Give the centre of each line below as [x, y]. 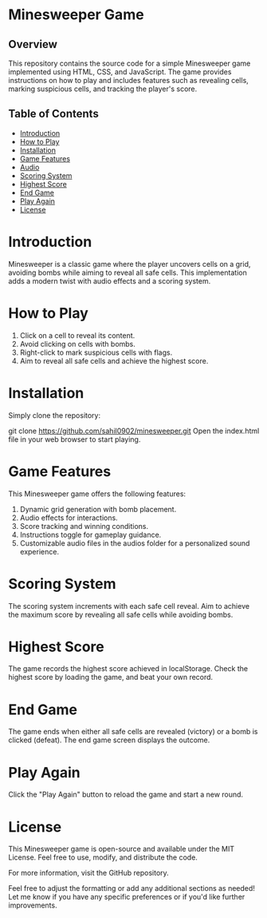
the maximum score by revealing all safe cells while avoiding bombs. [121, 614]
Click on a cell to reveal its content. [77, 335]
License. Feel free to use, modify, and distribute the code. [103, 857]
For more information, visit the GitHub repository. [88, 873]
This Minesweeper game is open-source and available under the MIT [122, 849]
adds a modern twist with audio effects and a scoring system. [110, 280]
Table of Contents [54, 114]
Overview [33, 44]
